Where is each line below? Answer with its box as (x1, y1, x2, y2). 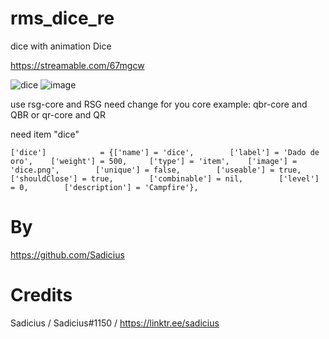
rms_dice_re (10, 7, 115, 30)
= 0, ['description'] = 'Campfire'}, (10, 182, 199, 192)
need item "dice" (10, 128, 80, 140)
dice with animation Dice (10, 40, 112, 52)
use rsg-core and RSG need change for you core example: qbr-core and (10, 98, 308, 110)
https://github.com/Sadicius (10, 248, 125, 261)
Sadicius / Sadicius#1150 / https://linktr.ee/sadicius (10, 317, 220, 329)
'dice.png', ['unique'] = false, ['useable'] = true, (10, 165, 302, 175)
